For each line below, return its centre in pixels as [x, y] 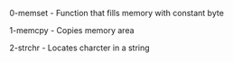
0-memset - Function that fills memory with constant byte [116, 13]
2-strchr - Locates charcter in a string [80, 48]
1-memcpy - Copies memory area [72, 30]
